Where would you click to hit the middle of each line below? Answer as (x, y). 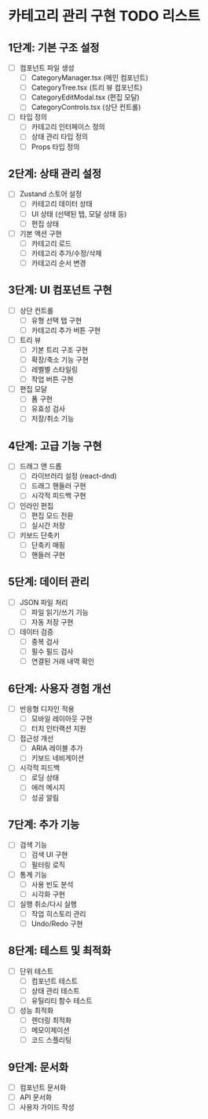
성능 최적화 (36, 1010)
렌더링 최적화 (51, 1020)
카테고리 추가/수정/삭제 (66, 253)
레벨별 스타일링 (55, 370)
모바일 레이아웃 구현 (62, 718)
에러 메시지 (48, 787)
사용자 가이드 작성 (47, 1107)
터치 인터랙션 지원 (58, 729)
